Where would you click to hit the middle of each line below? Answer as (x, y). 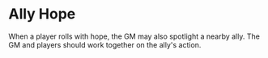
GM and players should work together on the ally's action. (105, 44)
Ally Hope (42, 14)
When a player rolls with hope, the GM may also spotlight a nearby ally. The (134, 36)
